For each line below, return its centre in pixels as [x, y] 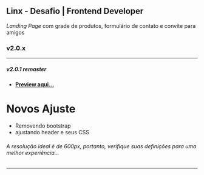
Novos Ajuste [41, 109]
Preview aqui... [35, 84]
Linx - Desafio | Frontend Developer [75, 11]
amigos [15, 32]
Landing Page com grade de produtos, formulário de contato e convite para [101, 26]
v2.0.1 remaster [26, 69]
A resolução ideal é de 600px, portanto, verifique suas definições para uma [101, 146]
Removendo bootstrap [43, 126]
